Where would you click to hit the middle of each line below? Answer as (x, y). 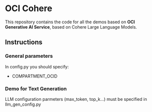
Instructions (24, 42)
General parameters (29, 56)
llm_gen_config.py (23, 104)
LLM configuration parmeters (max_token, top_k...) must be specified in (76, 99)
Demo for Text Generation (36, 89)
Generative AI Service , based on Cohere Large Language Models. (71, 27)
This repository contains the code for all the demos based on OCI (70, 22)
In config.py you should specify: (37, 66)
